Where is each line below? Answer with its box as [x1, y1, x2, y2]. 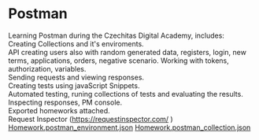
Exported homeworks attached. [8, 105, 110, 115]
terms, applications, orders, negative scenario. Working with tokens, [8, 56, 230, 65]
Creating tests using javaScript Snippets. [8, 80, 140, 90]
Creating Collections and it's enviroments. [8, 39, 144, 48]
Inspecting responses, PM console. [8, 98, 123, 107]
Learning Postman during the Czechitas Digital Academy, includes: [8, 31, 224, 40]
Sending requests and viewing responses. [8, 72, 144, 82]
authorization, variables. [8, 64, 87, 73]
